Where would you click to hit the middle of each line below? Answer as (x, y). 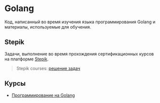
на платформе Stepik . (27, 59)
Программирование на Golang (43, 95)
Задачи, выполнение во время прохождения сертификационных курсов (79, 54)
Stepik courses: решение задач (48, 68)
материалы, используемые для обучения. (48, 27)
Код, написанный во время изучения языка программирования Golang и (80, 22)
